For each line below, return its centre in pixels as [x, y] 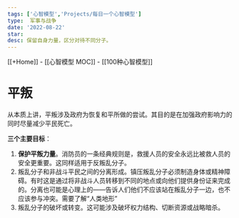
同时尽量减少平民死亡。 [42, 124]
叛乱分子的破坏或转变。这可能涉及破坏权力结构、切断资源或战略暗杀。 [121, 207]
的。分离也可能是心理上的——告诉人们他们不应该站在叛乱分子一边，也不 [124, 189]
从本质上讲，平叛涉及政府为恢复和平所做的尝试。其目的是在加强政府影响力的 [120, 114]
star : [15, 34]
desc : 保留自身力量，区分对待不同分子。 [60, 41]
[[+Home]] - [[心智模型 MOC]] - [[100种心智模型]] [80, 62]
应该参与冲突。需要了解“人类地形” [67, 199]
